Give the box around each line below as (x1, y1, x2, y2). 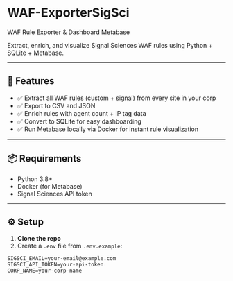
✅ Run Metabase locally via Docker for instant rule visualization (17, 125, 199, 133)
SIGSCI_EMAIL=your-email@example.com (7, 255, 116, 262)
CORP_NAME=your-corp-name (7, 267, 82, 275)
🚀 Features (7, 75, 55, 87)
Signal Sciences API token (17, 189, 92, 198)
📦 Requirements (7, 153, 82, 164)
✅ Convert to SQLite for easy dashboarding (17, 117, 141, 126)
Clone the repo (17, 235, 61, 243)
